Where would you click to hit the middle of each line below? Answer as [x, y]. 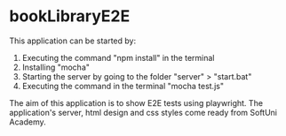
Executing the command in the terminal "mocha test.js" [123, 86]
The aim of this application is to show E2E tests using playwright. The [136, 102]
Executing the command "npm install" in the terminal [118, 57]
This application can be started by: [72, 41]
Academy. [28, 122]
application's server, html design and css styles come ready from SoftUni [143, 112]
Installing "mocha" [56, 67]
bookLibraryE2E [70, 16]
